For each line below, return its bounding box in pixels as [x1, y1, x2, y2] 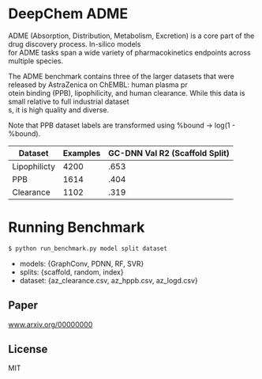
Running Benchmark [8, 218, 145, 237]
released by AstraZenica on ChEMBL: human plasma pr [8, 80, 188, 89]
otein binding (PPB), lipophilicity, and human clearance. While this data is [8, 88, 245, 97]
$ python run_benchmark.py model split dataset [8, 244, 168, 252]
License [8, 342, 48, 356]
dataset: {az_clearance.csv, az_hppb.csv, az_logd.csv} [19, 275, 199, 285]
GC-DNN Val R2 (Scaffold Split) [107, 147, 230, 158]
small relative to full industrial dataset [8, 97, 129, 106]
